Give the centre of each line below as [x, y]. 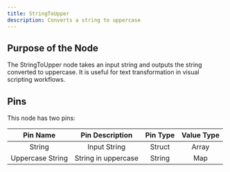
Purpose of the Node [53, 48]
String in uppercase [106, 158]
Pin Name [39, 135]
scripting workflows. [36, 80]
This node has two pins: [41, 118]
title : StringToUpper [38, 14]
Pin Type [160, 135]
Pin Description [107, 135]
